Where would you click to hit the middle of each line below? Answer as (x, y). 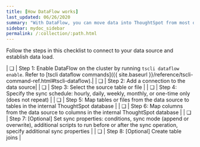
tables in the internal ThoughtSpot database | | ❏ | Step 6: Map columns (95, 106)
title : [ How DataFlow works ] (42, 12)
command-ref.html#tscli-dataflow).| (50, 81)
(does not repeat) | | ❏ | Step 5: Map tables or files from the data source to (98, 100)
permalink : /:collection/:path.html (51, 34)
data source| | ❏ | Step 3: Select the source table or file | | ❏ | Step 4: (92, 87)
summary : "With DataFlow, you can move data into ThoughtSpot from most (98, 23)
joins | (14, 138)
